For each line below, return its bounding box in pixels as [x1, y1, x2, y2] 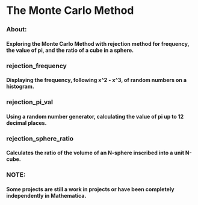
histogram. [6, 83, 34, 90]
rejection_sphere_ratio [6, 134, 74, 142]
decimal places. [6, 119, 47, 127]
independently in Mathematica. [6, 192, 87, 199]
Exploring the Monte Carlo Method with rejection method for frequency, [6, 40, 190, 47]
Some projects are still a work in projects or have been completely [6, 185, 175, 193]
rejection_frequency [6, 61, 67, 70]
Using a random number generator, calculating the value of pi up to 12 [6, 113, 184, 120]
